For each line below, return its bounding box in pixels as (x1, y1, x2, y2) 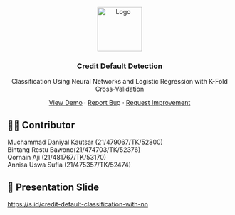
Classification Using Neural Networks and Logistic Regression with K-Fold (11, 77, 228, 86)
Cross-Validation (95, 84, 145, 94)
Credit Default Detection (76, 61, 163, 71)
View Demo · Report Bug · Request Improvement (48, 99, 191, 107)
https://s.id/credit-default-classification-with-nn (7, 199, 148, 208)
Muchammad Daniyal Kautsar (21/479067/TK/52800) (7, 138, 164, 147)
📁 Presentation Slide (7, 181, 100, 193)
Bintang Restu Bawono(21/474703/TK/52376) (7, 145, 141, 154)
